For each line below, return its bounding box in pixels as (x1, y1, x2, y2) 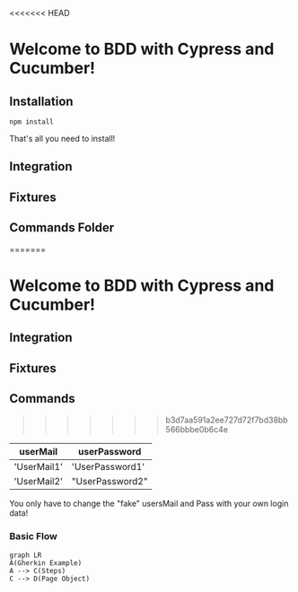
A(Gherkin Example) (9, 558, 83, 568)
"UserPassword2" (71, 475, 148, 488)
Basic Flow (9, 530, 58, 543)
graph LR (9, 551, 42, 560)
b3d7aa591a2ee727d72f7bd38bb (165, 414, 289, 425)
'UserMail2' (13, 475, 64, 488)
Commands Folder (9, 220, 115, 236)
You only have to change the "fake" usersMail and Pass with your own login (9, 498, 289, 509)
